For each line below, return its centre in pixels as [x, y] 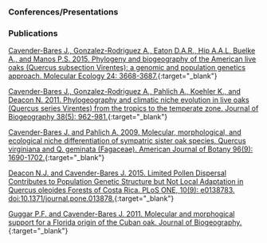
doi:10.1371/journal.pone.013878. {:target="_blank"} [91, 198]
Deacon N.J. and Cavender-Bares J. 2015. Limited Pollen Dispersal [118, 173]
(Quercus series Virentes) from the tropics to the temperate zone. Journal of [133, 108]
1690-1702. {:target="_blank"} [57, 158]
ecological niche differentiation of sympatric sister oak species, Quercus [127, 141]
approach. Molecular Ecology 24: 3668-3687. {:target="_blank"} [113, 76]
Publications [33, 33]
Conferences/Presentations [63, 12]
